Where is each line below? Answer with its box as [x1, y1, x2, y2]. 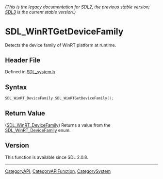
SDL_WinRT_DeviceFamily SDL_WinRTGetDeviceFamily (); [5, 96, 114, 101]
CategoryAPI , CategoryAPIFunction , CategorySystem [5, 168, 111, 174]
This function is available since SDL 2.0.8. [5, 154, 88, 160]
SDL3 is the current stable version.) [5, 9, 76, 15]
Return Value [5, 109, 45, 117]
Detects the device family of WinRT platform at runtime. [5, 42, 116, 48]
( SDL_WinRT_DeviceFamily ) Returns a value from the [5, 122, 111, 128]
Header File [5, 56, 41, 64]
